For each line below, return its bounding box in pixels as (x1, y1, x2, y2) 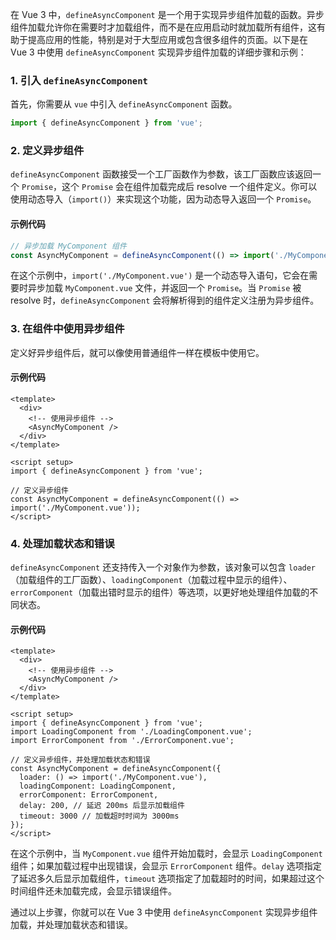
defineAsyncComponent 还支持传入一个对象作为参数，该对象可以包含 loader (10, 561, 317, 573)
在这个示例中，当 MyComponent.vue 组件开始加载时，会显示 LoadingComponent (10, 848, 323, 860)
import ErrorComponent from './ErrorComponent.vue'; (10, 736, 235, 746)
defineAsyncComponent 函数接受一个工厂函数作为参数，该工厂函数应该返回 (10, 168, 313, 180)
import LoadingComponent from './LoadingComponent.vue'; (10, 727, 253, 737)
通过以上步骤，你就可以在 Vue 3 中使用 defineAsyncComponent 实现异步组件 (10, 906, 318, 918)
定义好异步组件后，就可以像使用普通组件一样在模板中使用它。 (10, 346, 265, 358)
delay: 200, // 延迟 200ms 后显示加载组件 (19, 801, 185, 811)
